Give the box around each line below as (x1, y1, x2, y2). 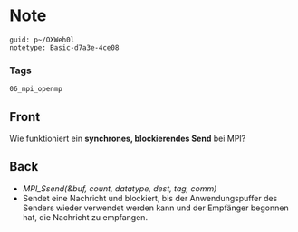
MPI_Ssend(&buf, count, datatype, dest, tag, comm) (22, 182, 217, 194)
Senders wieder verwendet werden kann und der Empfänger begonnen (22, 202, 289, 213)
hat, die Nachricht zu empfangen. (22, 211, 148, 222)
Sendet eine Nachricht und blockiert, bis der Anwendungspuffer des (22, 192, 278, 203)
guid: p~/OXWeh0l (9, 35, 75, 44)
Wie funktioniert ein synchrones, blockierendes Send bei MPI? (9, 133, 246, 144)
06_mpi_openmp (9, 85, 63, 94)
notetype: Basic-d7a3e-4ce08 (9, 42, 120, 52)
